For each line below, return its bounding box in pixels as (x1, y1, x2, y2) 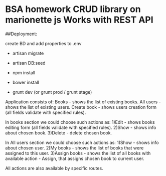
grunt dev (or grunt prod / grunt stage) (12, 89, 92, 95)
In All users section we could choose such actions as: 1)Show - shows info (5, 139, 159, 145)
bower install (12, 79, 39, 85)
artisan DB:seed (12, 60, 46, 66)
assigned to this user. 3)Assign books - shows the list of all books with (5, 150, 151, 156)
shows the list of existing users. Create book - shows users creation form (5, 104, 157, 110)
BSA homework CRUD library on (5, 4, 141, 15)
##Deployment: (5, 31, 38, 37)
